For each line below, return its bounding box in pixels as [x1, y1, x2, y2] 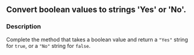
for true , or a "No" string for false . [6, 42, 91, 49]
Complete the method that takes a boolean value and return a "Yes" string [6, 35, 189, 43]
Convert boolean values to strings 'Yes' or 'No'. [6, 5, 187, 15]
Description [6, 22, 41, 31]
